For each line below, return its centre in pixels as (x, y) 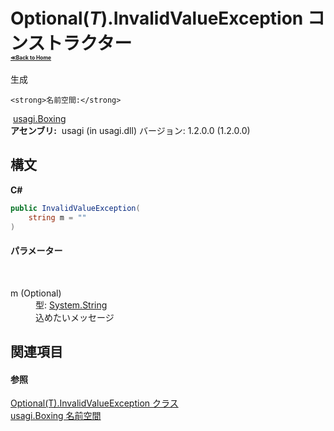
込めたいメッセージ (75, 317)
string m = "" (57, 217)
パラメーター (36, 250)
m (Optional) (36, 293)
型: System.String (71, 305)
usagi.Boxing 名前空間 (56, 416)
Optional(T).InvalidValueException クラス (94, 403)
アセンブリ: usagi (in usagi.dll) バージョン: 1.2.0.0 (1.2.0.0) (130, 130)
